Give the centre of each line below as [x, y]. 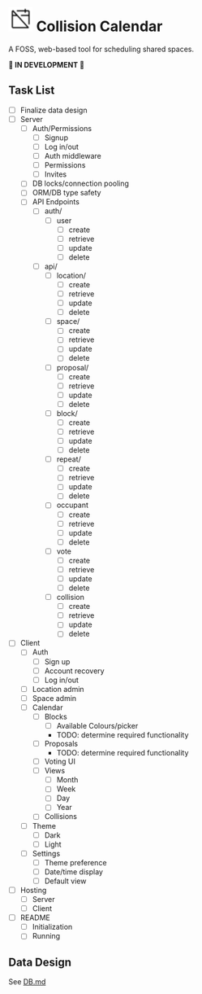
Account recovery [74, 671]
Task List [32, 91]
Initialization [52, 927]
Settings [46, 853]
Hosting [33, 890]
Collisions [61, 817]
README [35, 917]
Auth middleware [73, 156]
